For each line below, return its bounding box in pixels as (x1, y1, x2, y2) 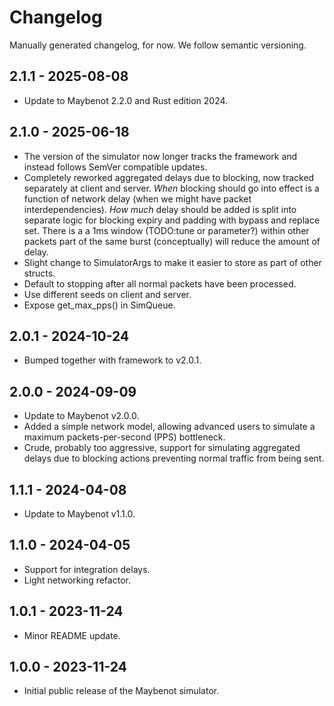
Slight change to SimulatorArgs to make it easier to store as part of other (23, 256, 322, 268)
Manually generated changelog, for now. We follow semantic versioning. (9, 39, 307, 51)
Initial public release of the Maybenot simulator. (23, 685, 220, 697)
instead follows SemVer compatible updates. (23, 161, 208, 173)
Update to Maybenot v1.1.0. (23, 508, 136, 520)
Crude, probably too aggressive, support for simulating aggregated (23, 442, 301, 454)
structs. (23, 267, 56, 279)
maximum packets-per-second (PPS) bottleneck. (23, 431, 226, 443)
